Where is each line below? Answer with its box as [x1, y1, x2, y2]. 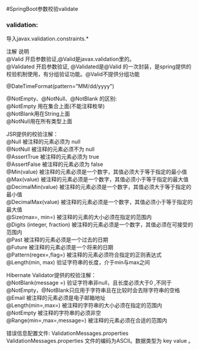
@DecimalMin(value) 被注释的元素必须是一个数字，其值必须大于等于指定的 [6, 183, 192, 191]
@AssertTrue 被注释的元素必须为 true [6, 153, 99, 161]
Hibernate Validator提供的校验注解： [6, 272, 96, 279]
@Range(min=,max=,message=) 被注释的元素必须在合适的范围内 [6, 317, 168, 324]
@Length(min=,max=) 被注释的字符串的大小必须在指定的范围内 [6, 302, 163, 309]
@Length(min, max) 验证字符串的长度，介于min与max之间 [6, 259, 150, 266]
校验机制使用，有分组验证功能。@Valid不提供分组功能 [6, 71, 140, 78]
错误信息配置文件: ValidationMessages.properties [6, 329, 129, 337]
